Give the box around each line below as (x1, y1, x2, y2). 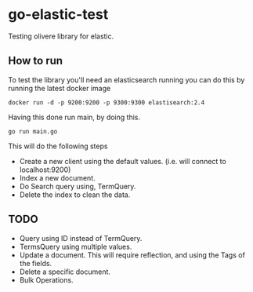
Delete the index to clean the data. (19, 190, 131, 199)
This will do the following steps (8, 141, 108, 151)
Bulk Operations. (19, 275, 74, 284)
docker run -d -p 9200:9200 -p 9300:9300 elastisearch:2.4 (8, 98, 205, 107)
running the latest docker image (8, 83, 111, 93)
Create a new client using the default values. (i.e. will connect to (19, 156, 227, 166)
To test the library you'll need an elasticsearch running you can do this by (8, 75, 245, 84)
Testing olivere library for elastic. (8, 31, 114, 41)
